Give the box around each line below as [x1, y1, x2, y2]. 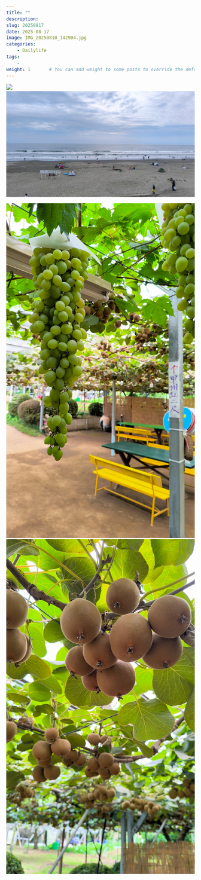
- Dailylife [17, 48, 47, 54]
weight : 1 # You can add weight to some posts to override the [6, 66, 184, 72]
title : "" [6, 10, 31, 16]
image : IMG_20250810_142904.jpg [6, 35, 87, 41]
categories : [6, 41, 36, 47]
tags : [6, 54, 20, 60]
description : [6, 16, 39, 22]
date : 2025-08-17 [6, 29, 50, 35]
